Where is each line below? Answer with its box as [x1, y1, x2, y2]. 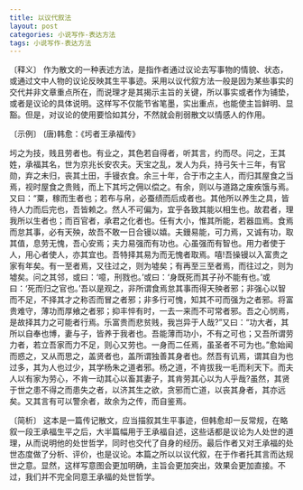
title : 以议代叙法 [9, 13, 72, 23]
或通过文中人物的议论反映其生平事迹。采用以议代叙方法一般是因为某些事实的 [9, 76, 294, 87]
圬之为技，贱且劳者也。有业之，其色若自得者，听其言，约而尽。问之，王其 [9, 148, 286, 159]
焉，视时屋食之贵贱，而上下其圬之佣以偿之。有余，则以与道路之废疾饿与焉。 [9, 181, 294, 192]
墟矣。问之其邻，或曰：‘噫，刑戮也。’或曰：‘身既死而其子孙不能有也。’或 [9, 272, 271, 282]
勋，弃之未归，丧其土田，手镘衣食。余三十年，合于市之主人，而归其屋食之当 [9, 171, 294, 181]
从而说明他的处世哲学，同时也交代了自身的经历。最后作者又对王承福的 [24, 438, 286, 448]
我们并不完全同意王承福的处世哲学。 [24, 471, 160, 483]
